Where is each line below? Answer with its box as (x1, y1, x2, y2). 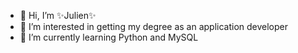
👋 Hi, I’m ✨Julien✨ (19, 10, 97, 21)
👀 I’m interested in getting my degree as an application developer (19, 21, 289, 32)
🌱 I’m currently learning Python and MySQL (19, 31, 199, 43)
